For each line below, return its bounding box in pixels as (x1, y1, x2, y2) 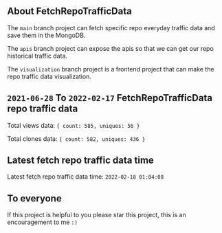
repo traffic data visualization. (7, 72, 91, 80)
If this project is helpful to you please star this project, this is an (7, 211, 187, 219)
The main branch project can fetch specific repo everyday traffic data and (7, 23, 215, 32)
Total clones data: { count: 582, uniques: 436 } (7, 134, 146, 143)
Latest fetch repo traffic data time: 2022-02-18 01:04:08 (7, 173, 164, 181)
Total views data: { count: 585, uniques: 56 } (7, 121, 140, 129)
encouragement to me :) (7, 218, 78, 226)
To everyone (7, 192, 62, 204)
